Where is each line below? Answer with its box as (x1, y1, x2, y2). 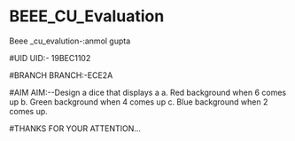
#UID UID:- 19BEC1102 (9, 52, 91, 63)
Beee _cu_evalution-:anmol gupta (9, 35, 131, 46)
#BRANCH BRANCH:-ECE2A (9, 69, 113, 81)
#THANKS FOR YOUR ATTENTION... (9, 122, 142, 134)
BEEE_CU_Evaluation (9, 6, 165, 27)
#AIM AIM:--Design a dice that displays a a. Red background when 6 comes (9, 87, 287, 98)
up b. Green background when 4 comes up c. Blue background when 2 (9, 96, 268, 107)
